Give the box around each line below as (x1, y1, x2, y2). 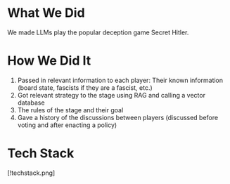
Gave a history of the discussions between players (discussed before (17, 113, 219, 121)
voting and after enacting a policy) (17, 121, 117, 129)
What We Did (7, 5, 86, 21)
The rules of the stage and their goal (17, 105, 124, 114)
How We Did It (7, 53, 91, 69)
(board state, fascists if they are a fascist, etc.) (17, 83, 153, 92)
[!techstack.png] (7, 169, 56, 177)
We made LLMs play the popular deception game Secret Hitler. (7, 28, 189, 37)
